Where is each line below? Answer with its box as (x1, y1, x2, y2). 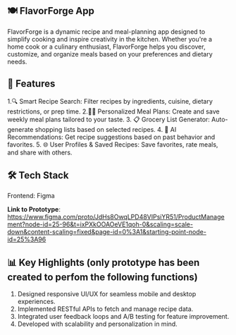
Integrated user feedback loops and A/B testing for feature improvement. (17, 312, 230, 321)
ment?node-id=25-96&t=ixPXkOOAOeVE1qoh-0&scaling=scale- (7, 220, 194, 229)
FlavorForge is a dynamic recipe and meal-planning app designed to (7, 27, 206, 36)
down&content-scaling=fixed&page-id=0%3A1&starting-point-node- (7, 228, 206, 236)
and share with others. (7, 148, 73, 157)
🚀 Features (7, 78, 56, 90)
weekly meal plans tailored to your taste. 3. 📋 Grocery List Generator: (7, 115, 210, 123)
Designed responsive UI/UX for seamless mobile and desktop (17, 290, 197, 298)
